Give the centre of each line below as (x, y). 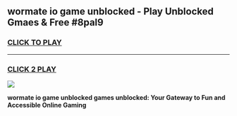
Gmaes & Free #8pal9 (55, 23)
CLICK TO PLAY (35, 43)
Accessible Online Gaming (47, 105)
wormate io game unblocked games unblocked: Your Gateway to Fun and (116, 97)
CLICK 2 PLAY (32, 69)
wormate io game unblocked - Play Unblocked (110, 12)
